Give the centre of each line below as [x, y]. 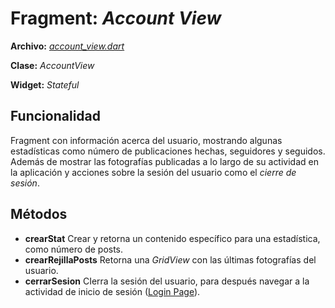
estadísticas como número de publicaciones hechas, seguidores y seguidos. [168, 151]
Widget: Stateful [45, 84]
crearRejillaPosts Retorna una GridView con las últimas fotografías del [170, 259]
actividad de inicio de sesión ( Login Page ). [112, 291]
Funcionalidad [56, 116]
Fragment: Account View [116, 18]
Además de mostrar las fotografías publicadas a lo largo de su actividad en [164, 161]
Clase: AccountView [52, 65]
